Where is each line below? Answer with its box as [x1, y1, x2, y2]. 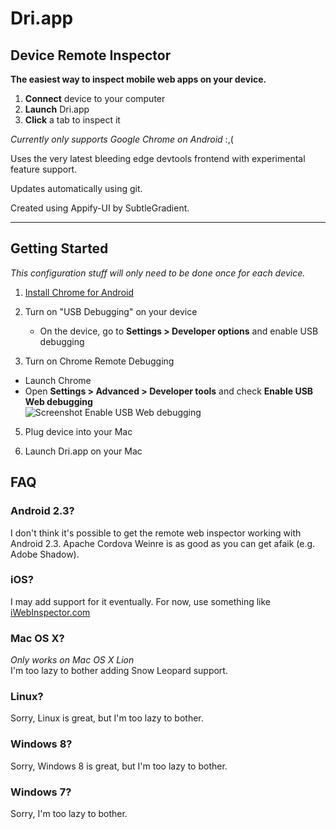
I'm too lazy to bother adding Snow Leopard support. [10, 665, 228, 677]
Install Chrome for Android [24, 286, 135, 298]
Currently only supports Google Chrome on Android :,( [10, 133, 234, 145]
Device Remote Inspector [10, 47, 172, 64]
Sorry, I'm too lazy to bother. [10, 807, 128, 819]
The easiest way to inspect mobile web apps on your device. [10, 73, 267, 85]
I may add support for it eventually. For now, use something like [10, 595, 272, 607]
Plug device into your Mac [24, 425, 133, 437]
